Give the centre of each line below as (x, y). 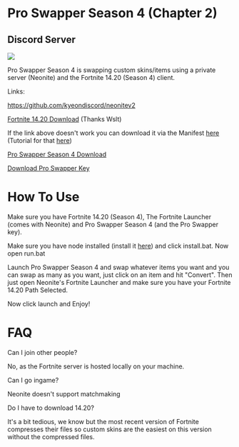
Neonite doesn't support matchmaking (64, 393)
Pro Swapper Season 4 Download (57, 154)
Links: (16, 91)
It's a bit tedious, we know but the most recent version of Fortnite (103, 421)
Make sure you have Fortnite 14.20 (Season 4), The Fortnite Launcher (110, 216)
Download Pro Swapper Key (49, 168)
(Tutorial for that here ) (40, 140)
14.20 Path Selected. (38, 290)
